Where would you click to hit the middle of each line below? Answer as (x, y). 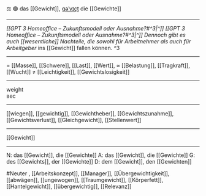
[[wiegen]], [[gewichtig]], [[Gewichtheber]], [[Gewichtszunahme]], (90, 114)
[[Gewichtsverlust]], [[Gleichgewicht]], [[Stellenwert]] (74, 120)
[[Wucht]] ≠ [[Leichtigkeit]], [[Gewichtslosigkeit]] (68, 72)
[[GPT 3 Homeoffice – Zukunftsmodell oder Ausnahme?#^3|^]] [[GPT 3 (96, 28)
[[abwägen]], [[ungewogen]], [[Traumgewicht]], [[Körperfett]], (85, 180)
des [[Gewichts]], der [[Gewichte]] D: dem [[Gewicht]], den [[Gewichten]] (99, 162)
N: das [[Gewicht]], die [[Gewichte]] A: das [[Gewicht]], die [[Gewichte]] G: (101, 155)
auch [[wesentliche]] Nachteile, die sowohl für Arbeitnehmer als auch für (99, 41)
